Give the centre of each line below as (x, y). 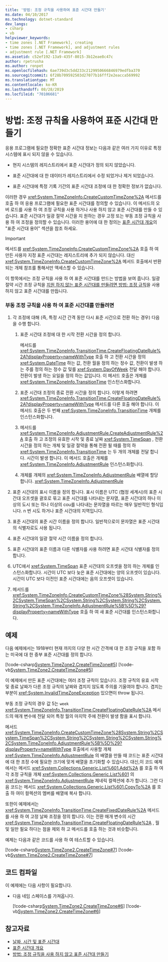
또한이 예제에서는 (22, 804)
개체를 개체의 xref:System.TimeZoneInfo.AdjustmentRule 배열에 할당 (89, 475)
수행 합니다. (29, 324)
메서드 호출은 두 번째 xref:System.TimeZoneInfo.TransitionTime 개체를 (91, 410)
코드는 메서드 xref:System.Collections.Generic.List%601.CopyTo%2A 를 (83, 787)
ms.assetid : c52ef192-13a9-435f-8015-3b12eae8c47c (59, 57)
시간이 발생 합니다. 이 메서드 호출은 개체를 (67, 458)
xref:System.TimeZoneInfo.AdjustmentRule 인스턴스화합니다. (82, 464)
